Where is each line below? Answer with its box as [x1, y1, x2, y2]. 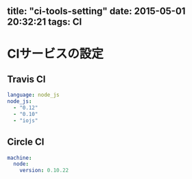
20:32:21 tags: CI [7, 16, 82, 28]
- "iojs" [13, 117, 38, 124]
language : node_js [7, 92, 60, 99]
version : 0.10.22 [19, 167, 69, 174]
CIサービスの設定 [7, 46, 104, 61]
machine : [7, 154, 32, 161]
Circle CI [7, 136, 45, 148]
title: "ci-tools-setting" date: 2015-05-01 [7, 5, 186, 17]
